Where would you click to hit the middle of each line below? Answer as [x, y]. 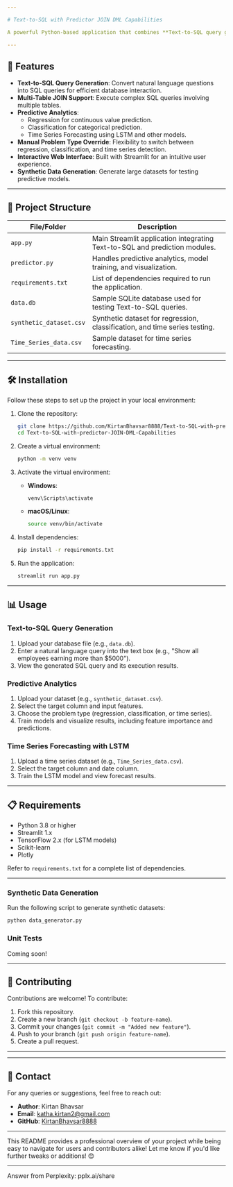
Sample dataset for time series [142, 339]
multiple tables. [39, 106]
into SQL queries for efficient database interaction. [89, 90]
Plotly [25, 855]
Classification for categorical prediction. [85, 127]
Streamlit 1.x [35, 833]
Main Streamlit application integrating [153, 239]
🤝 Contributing [40, 982]
